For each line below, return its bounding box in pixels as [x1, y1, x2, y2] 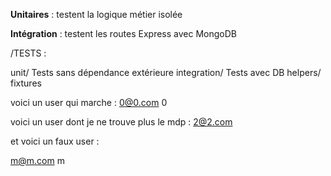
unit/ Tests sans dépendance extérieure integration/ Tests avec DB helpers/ [10, 67, 322, 78]
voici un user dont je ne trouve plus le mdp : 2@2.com [10, 116, 233, 128]
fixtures [10, 77, 42, 89]
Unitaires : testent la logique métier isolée [10, 9, 183, 20]
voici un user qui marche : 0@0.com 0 [10, 97, 168, 108]
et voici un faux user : [10, 135, 100, 147]
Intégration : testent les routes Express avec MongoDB [10, 28, 237, 39]
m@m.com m [10, 155, 65, 166]
